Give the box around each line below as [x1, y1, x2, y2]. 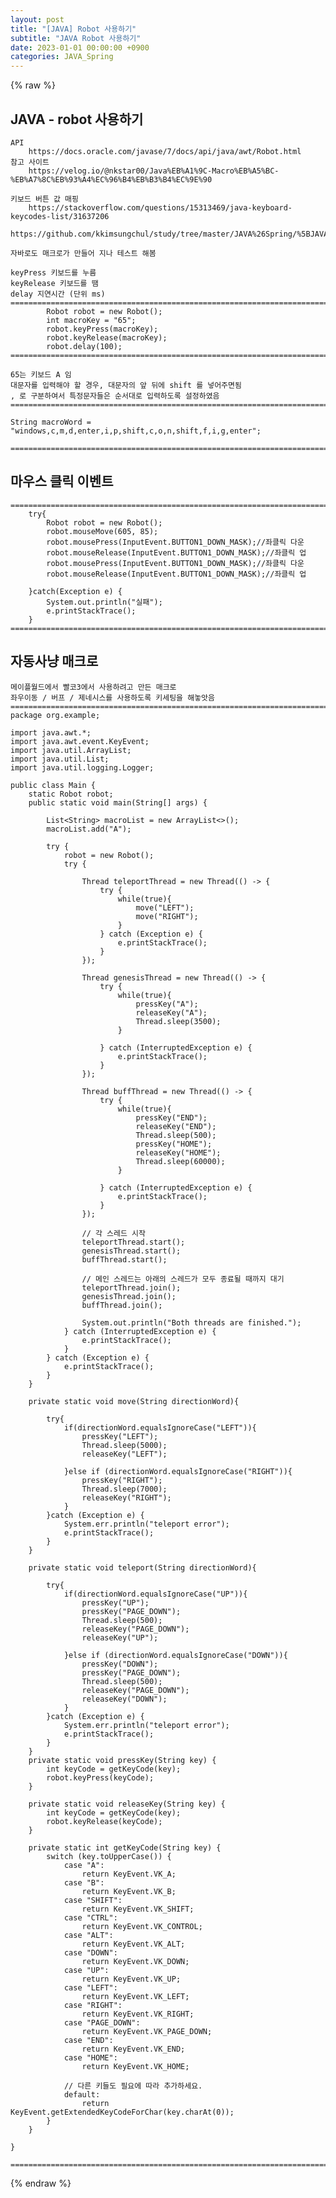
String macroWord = [10, 417, 92, 427]
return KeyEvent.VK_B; [81, 1886, 177, 1896]
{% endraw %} [10, 2177, 72, 2189]
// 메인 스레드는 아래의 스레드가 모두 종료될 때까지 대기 [81, 1274, 285, 1284]
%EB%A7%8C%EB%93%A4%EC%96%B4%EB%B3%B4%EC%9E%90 [10, 174, 213, 185]
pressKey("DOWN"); [81, 1659, 159, 1669]
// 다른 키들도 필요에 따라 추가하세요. [63, 2081, 203, 2091]
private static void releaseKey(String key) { [28, 1799, 226, 1809]
